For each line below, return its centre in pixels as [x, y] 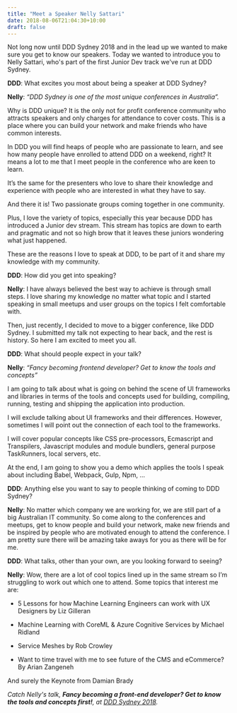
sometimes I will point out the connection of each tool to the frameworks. [114, 425]
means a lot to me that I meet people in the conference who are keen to [111, 162]
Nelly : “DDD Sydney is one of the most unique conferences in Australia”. [113, 97]
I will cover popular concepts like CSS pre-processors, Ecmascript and [110, 439]
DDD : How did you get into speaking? [62, 276]
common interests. [35, 133]
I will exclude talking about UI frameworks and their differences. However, [115, 418]
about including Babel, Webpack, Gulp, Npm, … [76, 475]
